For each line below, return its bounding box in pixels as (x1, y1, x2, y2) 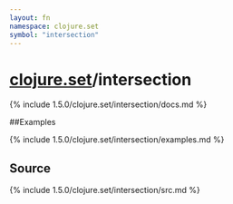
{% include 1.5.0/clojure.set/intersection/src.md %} (9, 185, 201, 196)
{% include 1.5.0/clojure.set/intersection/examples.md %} (9, 134, 225, 145)
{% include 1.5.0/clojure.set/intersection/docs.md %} (9, 99, 208, 110)
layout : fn (9, 13, 51, 23)
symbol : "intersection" (9, 30, 100, 39)
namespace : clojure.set (9, 22, 100, 31)
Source (9, 160, 52, 176)
